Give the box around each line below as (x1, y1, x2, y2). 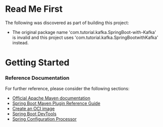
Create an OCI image (12, 106, 55, 112)
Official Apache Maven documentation (12, 95, 91, 101)
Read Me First (5, 3, 63, 15)
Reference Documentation (5, 75, 70, 82)
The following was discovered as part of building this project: (5, 20, 130, 26)
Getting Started (5, 57, 70, 68)
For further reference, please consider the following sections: (5, 86, 130, 92)
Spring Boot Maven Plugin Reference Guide (12, 100, 100, 106)
